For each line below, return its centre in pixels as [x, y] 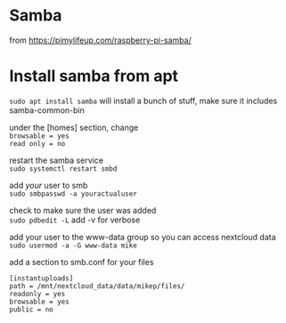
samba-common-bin [47, 110]
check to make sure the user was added [83, 210]
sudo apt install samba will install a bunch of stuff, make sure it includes [143, 101]
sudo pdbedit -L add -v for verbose [75, 220]
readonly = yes [37, 294]
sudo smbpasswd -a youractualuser [74, 194]
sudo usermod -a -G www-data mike [74, 246]
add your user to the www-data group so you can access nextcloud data [143, 237]
